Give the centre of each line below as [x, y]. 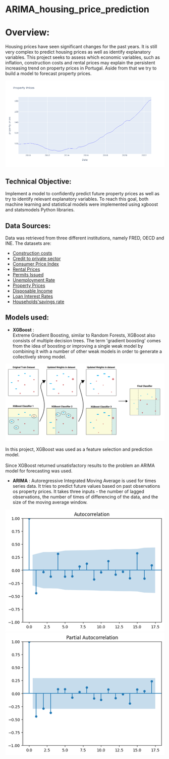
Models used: [27, 318]
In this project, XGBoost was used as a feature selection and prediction [79, 449]
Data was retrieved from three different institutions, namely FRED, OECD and [85, 238]
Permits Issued [28, 275]
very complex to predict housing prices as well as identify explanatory [78, 52]
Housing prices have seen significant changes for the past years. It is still [81, 47]
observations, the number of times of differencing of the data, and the [85, 497]
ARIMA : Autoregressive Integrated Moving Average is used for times [84, 481]
